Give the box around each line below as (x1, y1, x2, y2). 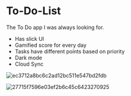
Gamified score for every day (14, 41, 87, 49)
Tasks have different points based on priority (14, 47, 125, 55)
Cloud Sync (14, 60, 43, 68)
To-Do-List (6, 4, 61, 18)
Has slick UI (14, 35, 45, 42)
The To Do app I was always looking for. (6, 24, 104, 31)
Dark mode (14, 54, 43, 61)
